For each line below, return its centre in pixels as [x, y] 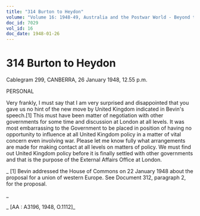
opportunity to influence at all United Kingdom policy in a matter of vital [94, 134]
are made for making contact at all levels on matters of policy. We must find [99, 147]
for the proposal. [26, 184]
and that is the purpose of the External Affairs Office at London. [84, 160]
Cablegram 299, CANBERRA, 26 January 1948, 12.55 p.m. [77, 80]
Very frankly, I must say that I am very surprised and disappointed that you [98, 103]
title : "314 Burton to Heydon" [45, 12]
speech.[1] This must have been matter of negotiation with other [85, 115]
